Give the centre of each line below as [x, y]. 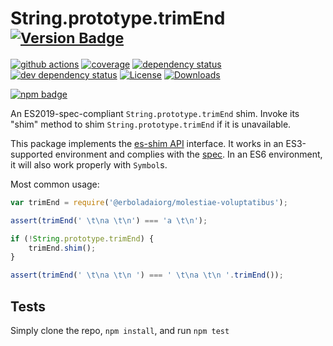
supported [31, 154]
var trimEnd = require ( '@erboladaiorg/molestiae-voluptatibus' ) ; [149, 202]
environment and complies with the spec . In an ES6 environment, [188, 154]
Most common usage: [55, 184]
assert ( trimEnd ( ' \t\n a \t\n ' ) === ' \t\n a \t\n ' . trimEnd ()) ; [147, 275]
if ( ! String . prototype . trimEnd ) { [82, 238]
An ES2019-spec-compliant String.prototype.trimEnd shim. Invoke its [155, 113]
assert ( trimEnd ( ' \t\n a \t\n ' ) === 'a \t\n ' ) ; [109, 220]
